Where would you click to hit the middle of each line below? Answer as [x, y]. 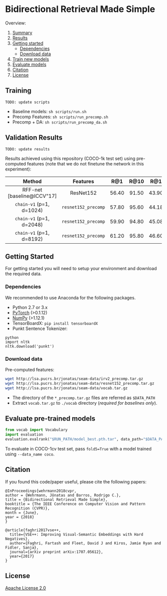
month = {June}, [22, 513]
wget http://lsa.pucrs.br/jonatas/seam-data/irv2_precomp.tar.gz [74, 379]
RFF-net [32, 189]
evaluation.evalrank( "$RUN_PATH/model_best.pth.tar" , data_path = [74, 440]
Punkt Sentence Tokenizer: [40, 328]
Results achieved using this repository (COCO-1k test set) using [70, 158]
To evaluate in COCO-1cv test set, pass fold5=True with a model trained [78, 449]
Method [32, 181]
